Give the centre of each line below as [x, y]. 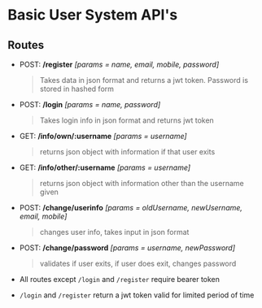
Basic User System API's [93, 15]
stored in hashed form [77, 89]
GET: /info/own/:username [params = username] [103, 136]
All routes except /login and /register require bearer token [120, 279]
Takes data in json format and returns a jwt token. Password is [144, 80]
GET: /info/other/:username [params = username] [105, 167]
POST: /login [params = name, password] [90, 104]
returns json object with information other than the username [142, 183]
